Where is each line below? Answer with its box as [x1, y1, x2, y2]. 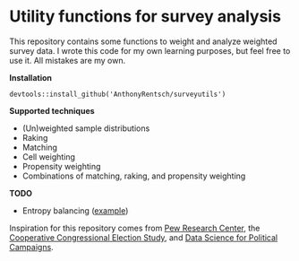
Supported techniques [9, 105, 96, 116]
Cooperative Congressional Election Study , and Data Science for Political [9, 231, 278, 243]
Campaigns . [9, 241, 54, 252]
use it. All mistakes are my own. [9, 55, 126, 65]
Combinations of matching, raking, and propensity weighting [21, 170, 246, 181]
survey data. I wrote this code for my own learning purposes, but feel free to [9, 45, 291, 56]
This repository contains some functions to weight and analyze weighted [9, 36, 278, 47]
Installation [9, 72, 52, 83]
